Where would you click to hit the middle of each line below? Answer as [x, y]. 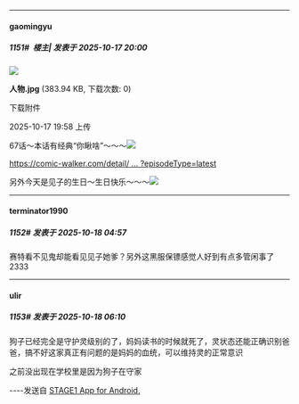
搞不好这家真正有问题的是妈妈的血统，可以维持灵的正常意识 [133, 352]
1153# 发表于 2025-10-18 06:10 [68, 317]
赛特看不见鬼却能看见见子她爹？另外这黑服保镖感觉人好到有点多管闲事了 [141, 257]
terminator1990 [39, 211]
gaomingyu [31, 26]
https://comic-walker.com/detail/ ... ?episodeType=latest [113, 163]
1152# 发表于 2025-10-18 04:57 [68, 232]
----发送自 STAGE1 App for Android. [75, 390]
